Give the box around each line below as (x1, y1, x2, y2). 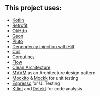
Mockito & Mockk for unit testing (12, 75, 79, 81)
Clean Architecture (12, 64, 51, 70)
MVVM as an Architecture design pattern (12, 69, 96, 76)
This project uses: (5, 4, 62, 12)
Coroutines (12, 54, 35, 60)
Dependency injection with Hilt (12, 43, 75, 49)
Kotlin (12, 17, 24, 23)
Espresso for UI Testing (12, 80, 60, 86)
